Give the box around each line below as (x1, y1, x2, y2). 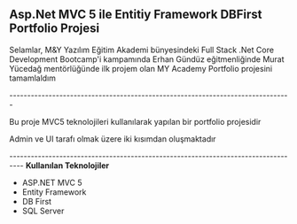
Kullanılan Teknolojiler (25, 159, 110, 171)
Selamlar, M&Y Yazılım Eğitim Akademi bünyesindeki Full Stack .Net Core (9, 44, 275, 55)
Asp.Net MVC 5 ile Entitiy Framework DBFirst (9, 7, 262, 22)
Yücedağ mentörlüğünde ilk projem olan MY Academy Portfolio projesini (9, 63, 273, 73)
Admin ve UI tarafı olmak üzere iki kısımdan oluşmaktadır (9, 133, 216, 144)
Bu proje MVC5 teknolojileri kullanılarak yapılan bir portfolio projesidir (9, 116, 262, 127)
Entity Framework (21, 186, 87, 197)
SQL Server (21, 205, 65, 216)
